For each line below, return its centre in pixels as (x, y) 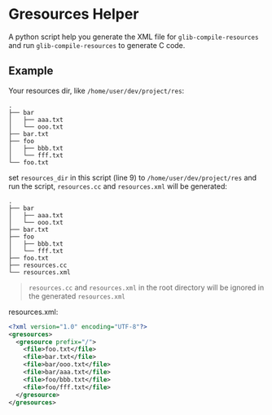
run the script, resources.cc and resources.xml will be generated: (118, 186)
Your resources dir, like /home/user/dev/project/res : (97, 90)
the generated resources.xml (77, 296)
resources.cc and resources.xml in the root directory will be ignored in (146, 287)
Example (31, 71)
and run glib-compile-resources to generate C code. (97, 45)
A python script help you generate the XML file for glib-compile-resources (134, 37)
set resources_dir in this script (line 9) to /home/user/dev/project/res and (133, 177)
